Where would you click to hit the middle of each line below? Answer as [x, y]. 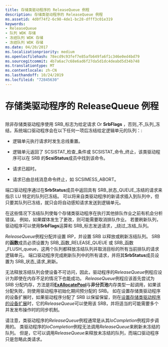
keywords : [15, 24]
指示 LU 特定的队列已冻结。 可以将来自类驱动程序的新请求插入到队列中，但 [82, 197]
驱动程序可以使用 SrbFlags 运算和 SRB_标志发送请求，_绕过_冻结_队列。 [78, 226]
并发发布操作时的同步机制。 [34, 310]
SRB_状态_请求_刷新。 [38, 262]
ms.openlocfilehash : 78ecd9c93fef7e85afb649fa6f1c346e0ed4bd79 [72, 56]
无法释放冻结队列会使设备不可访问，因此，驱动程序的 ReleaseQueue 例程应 [81, 272]
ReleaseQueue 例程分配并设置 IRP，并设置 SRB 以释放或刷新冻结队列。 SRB [83, 237]
